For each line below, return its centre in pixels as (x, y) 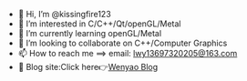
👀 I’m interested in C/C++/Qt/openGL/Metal (99, 24)
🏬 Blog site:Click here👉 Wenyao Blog (88, 67)
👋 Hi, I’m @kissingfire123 (64, 14)
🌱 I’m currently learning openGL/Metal (90, 33)
